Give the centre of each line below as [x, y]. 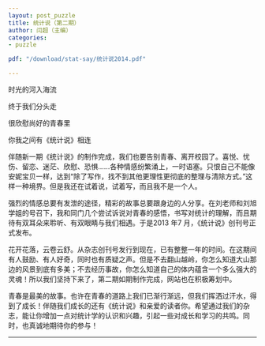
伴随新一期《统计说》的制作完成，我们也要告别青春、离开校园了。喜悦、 [125, 156]
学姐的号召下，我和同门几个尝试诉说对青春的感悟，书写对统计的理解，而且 [129, 213]
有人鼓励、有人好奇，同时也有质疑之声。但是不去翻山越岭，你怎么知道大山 [129, 259]
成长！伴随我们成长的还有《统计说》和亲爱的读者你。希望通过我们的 [132, 306]
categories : [28, 38]
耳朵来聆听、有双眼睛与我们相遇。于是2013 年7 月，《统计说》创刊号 [139, 223]
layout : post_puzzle [42, 15]
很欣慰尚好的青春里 [39, 123]
